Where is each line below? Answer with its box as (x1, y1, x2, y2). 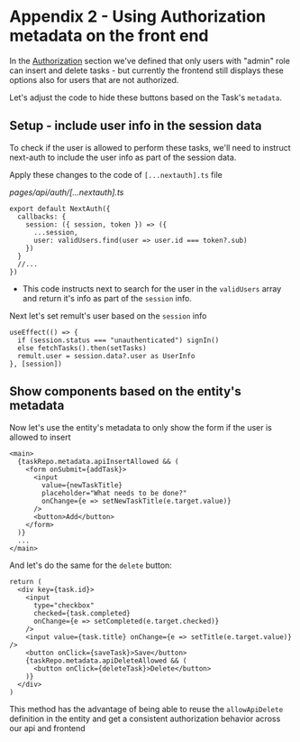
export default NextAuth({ (9, 204, 111, 213)
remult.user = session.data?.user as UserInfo (17, 351, 195, 360)
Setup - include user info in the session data (9, 118, 262, 134)
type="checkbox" (32, 600, 95, 610)
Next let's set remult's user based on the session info (9, 310, 207, 321)
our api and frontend (9, 722, 86, 733)
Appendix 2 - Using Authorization (9, 6, 267, 27)
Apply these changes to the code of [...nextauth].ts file (9, 169, 223, 180)
